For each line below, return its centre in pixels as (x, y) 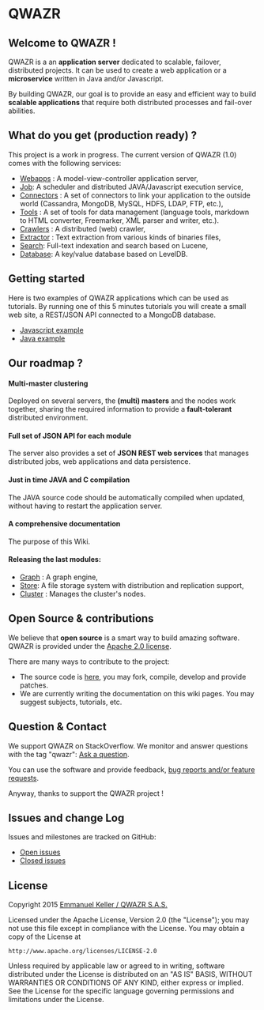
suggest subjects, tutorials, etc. (71, 702)
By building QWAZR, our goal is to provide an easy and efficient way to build (132, 94)
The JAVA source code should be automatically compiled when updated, (126, 497)
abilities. (22, 111)
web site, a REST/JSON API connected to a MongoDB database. (112, 315)
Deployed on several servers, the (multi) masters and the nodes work (122, 401)
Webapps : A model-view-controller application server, (109, 178)
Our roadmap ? (45, 363)
